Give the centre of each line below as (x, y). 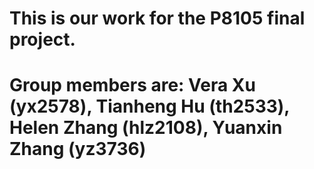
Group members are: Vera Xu (132, 85)
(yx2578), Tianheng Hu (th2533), (149, 106)
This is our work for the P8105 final (157, 18)
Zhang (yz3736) (78, 149)
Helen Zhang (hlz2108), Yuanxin (146, 128)
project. (42, 39)
